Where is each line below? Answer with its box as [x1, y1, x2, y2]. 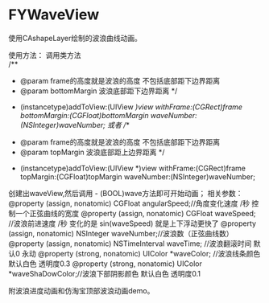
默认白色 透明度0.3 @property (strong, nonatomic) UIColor [8, 259, 203, 268]
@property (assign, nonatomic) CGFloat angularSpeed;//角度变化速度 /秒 [8, 199, 250, 208]
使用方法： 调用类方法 [8, 50, 81, 59]
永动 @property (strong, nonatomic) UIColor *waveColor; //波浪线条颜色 [21, 248, 261, 258]
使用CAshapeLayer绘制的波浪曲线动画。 [8, 33, 143, 43]
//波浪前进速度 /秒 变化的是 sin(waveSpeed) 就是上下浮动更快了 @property [8, 219, 256, 228]
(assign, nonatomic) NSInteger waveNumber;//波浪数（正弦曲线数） [8, 228, 234, 238]
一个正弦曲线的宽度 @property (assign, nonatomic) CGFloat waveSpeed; [14, 208, 256, 218]
